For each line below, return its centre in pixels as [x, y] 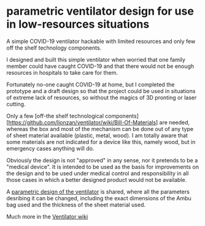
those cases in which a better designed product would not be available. [97, 179]
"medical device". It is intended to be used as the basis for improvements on [103, 167]
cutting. [16, 104]
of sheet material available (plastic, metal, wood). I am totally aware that [97, 135]
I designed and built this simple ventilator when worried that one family [96, 59]
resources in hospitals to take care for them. [62, 72]
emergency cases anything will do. [50, 148]
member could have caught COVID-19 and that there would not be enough [100, 66]
